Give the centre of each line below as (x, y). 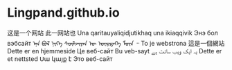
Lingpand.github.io (63, 13)
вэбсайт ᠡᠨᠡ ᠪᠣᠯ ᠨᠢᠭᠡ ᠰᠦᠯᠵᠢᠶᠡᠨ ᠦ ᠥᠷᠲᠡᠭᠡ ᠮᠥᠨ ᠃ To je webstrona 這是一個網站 (116, 43)
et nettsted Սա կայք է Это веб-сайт (60, 59)
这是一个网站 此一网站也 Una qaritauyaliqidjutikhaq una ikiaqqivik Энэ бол (113, 33)
